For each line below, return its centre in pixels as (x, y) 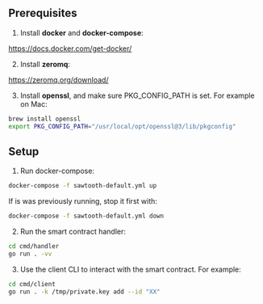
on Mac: (33, 103)
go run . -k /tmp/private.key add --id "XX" (84, 291)
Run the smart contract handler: (73, 232)
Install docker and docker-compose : (81, 32)
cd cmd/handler (34, 247)
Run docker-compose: (57, 171)
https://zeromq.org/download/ (58, 79)
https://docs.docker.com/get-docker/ (70, 49)
